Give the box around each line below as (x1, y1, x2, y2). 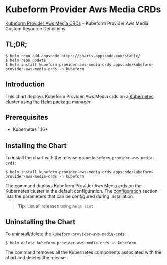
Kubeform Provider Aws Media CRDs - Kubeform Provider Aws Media (5, 20, 149, 26)
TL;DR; (5, 40, 28, 49)
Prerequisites (5, 113, 48, 121)
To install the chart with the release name (5, 155, 91, 161)
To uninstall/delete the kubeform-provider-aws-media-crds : (5, 231, 126, 237)
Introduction (5, 80, 45, 89)
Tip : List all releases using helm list (17, 203, 94, 209)
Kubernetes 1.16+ (12, 126, 48, 132)
